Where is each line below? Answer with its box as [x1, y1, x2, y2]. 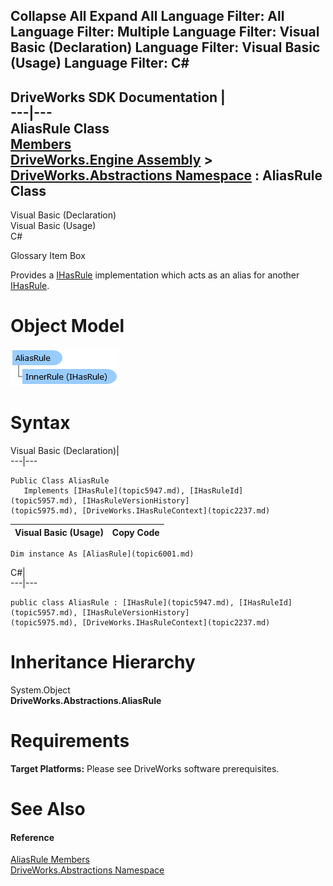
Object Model [10, 315, 125, 338]
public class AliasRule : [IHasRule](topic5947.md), [10, 598, 235, 608]
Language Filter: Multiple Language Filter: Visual [10, 24, 320, 41]
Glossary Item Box [10, 250, 86, 262]
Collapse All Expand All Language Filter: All [10, 8, 285, 25]
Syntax [10, 412, 71, 434]
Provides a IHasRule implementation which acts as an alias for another [10, 269, 300, 281]
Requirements [10, 730, 130, 753]
